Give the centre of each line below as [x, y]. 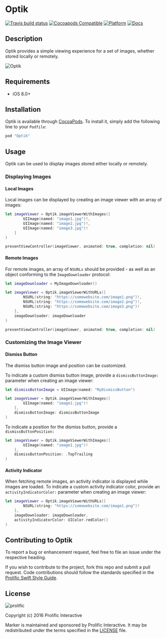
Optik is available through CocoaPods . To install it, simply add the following [82, 122]
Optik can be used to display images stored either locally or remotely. [77, 164]
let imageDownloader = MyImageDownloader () [51, 283]
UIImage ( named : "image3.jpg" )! [56, 228]
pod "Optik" [17, 136]
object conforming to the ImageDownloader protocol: [58, 274]
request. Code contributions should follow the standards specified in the [79, 572]
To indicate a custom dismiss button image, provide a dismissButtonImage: [82, 375]
